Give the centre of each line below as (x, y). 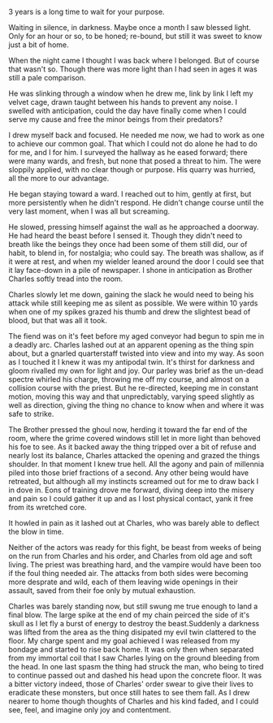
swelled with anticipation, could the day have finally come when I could (128, 110)
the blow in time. (36, 532)
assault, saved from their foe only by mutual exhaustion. (102, 591)
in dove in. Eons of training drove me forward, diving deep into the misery (131, 490)
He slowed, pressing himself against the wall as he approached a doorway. (134, 227)
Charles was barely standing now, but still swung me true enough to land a (133, 606)
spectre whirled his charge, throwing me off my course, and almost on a (129, 379)
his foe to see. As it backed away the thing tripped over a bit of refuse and (132, 447)
